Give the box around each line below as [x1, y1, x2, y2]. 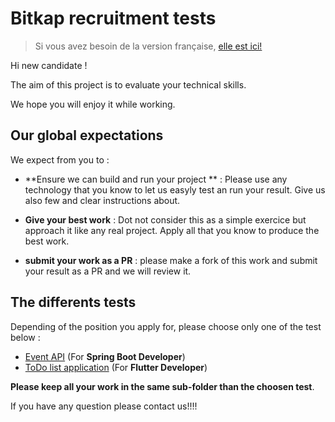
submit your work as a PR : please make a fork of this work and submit [24, 254, 318, 266]
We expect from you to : [10, 153, 110, 166]
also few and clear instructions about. [24, 194, 181, 206]
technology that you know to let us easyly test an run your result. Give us [24, 183, 326, 196]
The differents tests [10, 294, 137, 311]
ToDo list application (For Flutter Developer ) [24, 361, 208, 373]
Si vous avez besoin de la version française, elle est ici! [34, 40, 263, 52]
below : [10, 331, 41, 343]
